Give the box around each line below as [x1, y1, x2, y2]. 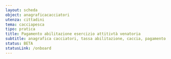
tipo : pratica [5, 27, 36, 32]
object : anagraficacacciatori [5, 12, 70, 17]
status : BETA [5, 41, 33, 46]
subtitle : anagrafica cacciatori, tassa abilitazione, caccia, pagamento [5, 36, 166, 42]
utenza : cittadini [5, 17, 45, 22]
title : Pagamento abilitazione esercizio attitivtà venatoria [5, 31, 141, 36]
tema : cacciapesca [5, 22, 45, 27]
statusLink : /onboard [5, 46, 52, 51]
